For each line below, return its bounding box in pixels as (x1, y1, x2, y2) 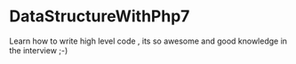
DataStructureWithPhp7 (9, 6, 190, 27)
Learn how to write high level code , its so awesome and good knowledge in (9, 36, 287, 46)
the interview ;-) (9, 44, 68, 55)
